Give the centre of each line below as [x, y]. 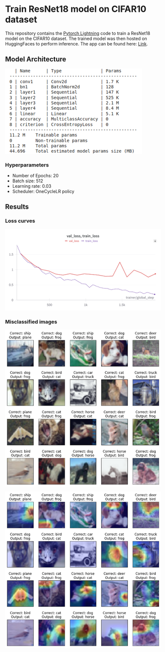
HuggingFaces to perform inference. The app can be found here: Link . [77, 43]
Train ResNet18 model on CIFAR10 [76, 9]
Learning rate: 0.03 [32, 186]
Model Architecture [36, 60]
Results [17, 207]
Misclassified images [31, 322]
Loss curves [20, 221]
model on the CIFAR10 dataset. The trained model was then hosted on [76, 39]
